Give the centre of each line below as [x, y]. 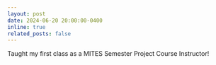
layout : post [27, 14]
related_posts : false [39, 34]
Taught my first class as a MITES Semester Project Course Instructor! [108, 54]
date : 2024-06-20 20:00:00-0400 [55, 20]
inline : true [27, 27]
